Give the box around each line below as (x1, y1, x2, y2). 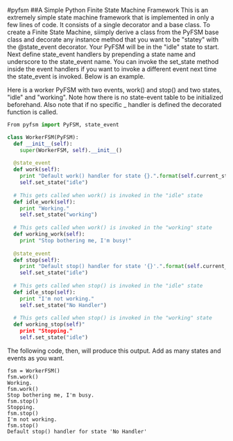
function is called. (7, 108, 58, 116)
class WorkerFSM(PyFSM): (7, 133, 79, 141)
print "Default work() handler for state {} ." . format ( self (19, 173, 194, 180)
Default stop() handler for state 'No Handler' (7, 428, 148, 435)
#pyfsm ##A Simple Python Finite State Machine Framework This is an (7, 6, 209, 14)
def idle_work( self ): (13, 198, 76, 206)
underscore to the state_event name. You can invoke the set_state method (7, 58, 219, 65)
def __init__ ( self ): (13, 140, 73, 147)
